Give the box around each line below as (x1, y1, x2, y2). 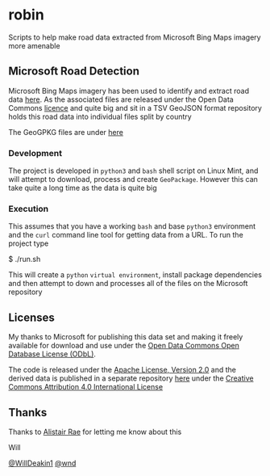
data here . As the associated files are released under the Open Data (8, 95, 234, 104)
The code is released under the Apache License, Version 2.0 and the (8, 365, 236, 375)
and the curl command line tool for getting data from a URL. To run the (8, 230, 243, 240)
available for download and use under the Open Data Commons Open (8, 341, 239, 351)
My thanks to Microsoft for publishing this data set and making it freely (8, 332, 243, 342)
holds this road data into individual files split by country (8, 112, 192, 121)
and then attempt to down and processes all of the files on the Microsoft (8, 279, 248, 289)
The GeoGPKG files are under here (8, 127, 123, 137)
